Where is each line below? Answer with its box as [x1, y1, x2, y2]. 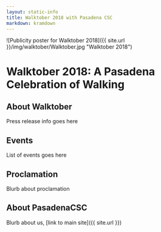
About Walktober [6, 101, 72, 112]
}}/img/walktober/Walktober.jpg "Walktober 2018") [6, 43, 132, 50]
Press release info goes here [6, 118, 78, 125]
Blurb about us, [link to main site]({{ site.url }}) [6, 219, 122, 226]
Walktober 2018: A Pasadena [6, 64, 156, 78]
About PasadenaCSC [6, 203, 87, 213]
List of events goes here [6, 151, 67, 159]
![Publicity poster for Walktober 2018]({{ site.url [6, 37, 125, 44]
